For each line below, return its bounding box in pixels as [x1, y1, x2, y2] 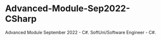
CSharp [5, 13, 37, 24]
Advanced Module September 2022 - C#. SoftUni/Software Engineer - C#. [5, 29, 156, 35]
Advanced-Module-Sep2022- [5, 3, 130, 14]
